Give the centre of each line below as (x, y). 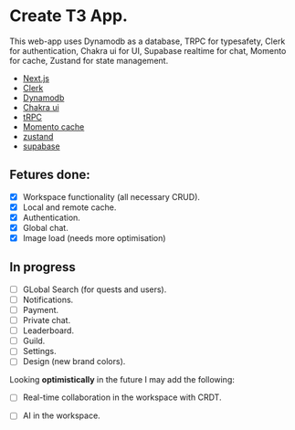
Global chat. (45, 227)
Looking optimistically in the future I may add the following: (122, 380)
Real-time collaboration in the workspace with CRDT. (122, 397)
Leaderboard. (48, 330)
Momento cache (53, 126)
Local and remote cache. (69, 207)
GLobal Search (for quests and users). (95, 289)
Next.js (36, 78)
